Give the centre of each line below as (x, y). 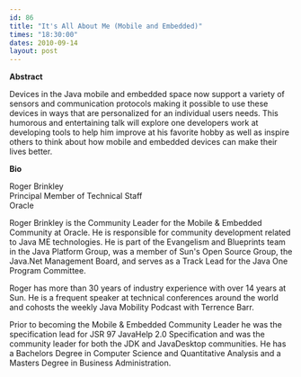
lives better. (31, 152)
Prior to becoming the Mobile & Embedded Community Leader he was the (146, 325)
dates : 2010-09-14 (44, 43)
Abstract (26, 76)
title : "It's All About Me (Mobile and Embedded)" (106, 26)
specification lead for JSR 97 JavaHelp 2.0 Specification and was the (137, 335)
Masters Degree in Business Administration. (90, 363)
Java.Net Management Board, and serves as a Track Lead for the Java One (149, 261)
